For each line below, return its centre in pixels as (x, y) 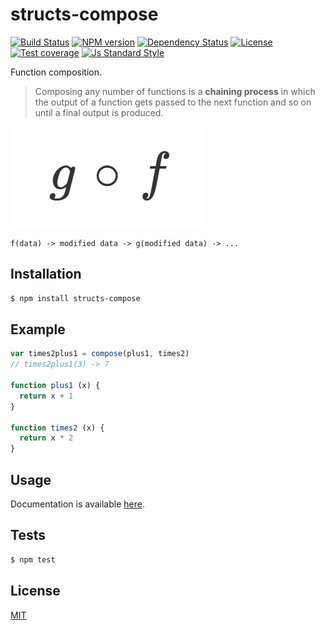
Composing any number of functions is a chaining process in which (175, 91)
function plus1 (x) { (55, 386)
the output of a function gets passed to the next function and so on (173, 102)
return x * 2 (46, 438)
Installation (46, 274)
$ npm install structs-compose (75, 298)
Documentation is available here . (77, 504)
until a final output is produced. (99, 112)
